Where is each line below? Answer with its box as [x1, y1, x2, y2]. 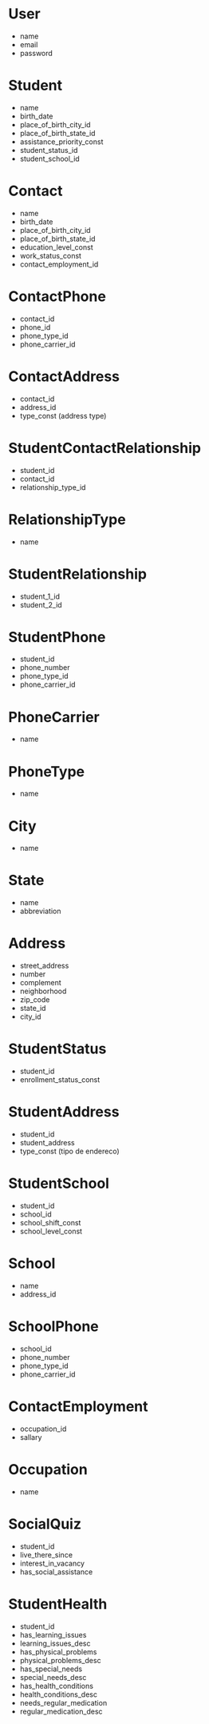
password [19, 48, 53, 58]
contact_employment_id [19, 259, 99, 269]
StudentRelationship [8, 565, 148, 583]
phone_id [19, 322, 51, 332]
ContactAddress [8, 367, 120, 385]
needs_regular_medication [19, 1698, 108, 1707]
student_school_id [19, 154, 80, 163]
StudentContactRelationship [8, 439, 202, 457]
